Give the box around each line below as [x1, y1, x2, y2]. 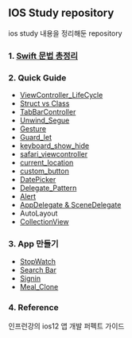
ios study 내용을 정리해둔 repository [8, 28, 122, 38]
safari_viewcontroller [19, 150, 88, 159]
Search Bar [19, 266, 57, 275]
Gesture [19, 124, 46, 134]
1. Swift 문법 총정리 [8, 50, 78, 61]
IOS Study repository [8, 6, 115, 20]
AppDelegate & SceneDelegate [19, 200, 122, 210]
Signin [19, 274, 41, 283]
